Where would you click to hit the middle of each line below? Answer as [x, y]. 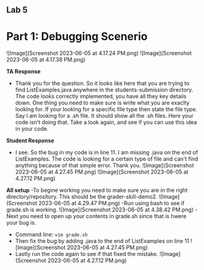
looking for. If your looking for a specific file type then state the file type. [106, 109]
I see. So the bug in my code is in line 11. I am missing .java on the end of [107, 153]
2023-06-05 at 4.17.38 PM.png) [46, 60]
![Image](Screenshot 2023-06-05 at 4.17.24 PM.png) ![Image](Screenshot [99, 53]
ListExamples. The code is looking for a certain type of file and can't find [107, 159]
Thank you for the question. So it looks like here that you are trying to [102, 83]
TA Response [24, 71]
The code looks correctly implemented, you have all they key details [101, 97]
